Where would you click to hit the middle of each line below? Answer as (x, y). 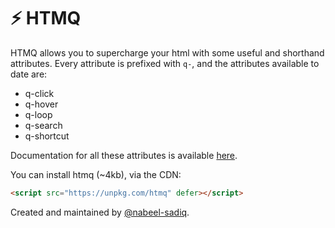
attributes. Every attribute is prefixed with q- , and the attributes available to (165, 63)
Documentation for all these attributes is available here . (124, 155)
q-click (39, 93)
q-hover (41, 104)
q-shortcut (47, 136)
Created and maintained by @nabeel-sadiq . (100, 212)
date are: (29, 74)
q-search (43, 125)
